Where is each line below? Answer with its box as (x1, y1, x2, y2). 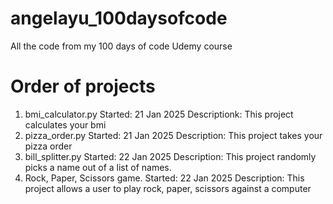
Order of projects (10, 75, 156, 98)
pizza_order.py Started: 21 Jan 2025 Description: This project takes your (24, 129, 323, 141)
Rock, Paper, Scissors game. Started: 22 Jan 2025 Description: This (24, 172, 305, 184)
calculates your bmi (24, 118, 107, 131)
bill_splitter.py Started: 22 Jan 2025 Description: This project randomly (24, 150, 317, 162)
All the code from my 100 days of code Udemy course (10, 40, 233, 52)
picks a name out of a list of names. (24, 161, 172, 173)
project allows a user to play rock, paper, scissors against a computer (24, 182, 312, 194)
